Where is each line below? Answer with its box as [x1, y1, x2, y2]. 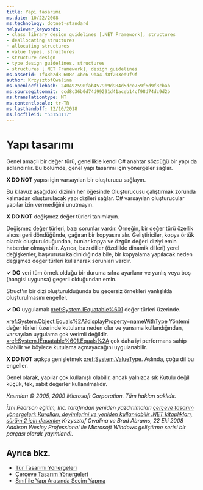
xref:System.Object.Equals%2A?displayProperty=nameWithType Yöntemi [6, 317, 190, 325]
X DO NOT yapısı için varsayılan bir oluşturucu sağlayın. [6, 176, 146, 184]
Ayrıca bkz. [6, 448, 51, 458]
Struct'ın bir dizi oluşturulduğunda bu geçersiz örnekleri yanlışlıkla [6, 288, 173, 295]
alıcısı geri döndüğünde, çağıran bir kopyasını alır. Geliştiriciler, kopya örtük [6, 231, 194, 239]
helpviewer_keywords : [6, 26, 62, 32]
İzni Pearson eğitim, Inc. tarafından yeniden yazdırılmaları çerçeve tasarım [6, 404, 194, 412]
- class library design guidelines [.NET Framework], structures [6, 32, 176, 38]
